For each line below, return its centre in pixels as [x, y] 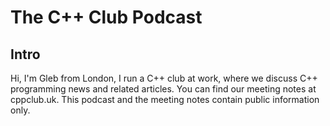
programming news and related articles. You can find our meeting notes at [163, 89]
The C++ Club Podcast [106, 17]
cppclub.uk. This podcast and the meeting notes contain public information [165, 99]
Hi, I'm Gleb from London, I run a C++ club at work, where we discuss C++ [164, 78]
